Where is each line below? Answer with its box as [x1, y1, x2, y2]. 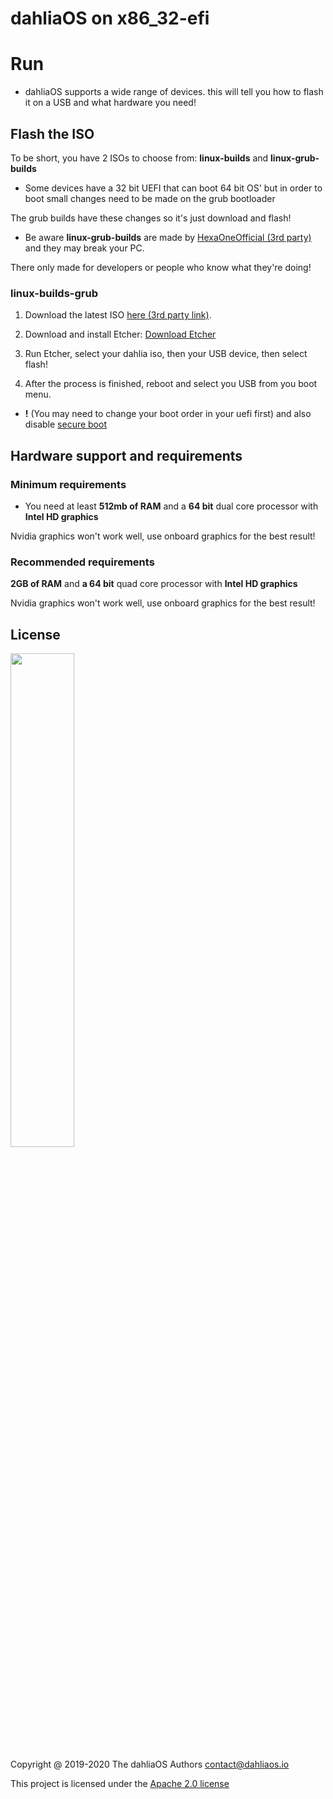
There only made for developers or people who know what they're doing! [10, 261, 312, 273]
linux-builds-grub [10, 286, 98, 300]
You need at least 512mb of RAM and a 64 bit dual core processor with [24, 500, 319, 512]
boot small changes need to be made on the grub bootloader [24, 192, 276, 204]
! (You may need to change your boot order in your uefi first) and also [24, 408, 312, 420]
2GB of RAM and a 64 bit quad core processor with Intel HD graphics [10, 578, 298, 590]
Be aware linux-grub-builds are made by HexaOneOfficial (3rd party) [24, 231, 312, 243]
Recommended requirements [10, 555, 155, 569]
